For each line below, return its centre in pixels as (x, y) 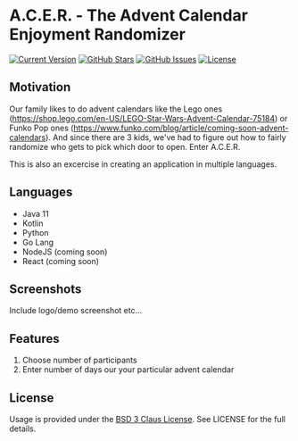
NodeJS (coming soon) (65, 252)
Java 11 (35, 213)
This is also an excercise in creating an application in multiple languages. (143, 164)
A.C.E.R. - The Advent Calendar (128, 16)
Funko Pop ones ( (41, 128)
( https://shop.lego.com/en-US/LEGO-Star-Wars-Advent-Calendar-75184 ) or (149, 118)
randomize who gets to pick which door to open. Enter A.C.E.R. (125, 146)
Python (35, 232)
